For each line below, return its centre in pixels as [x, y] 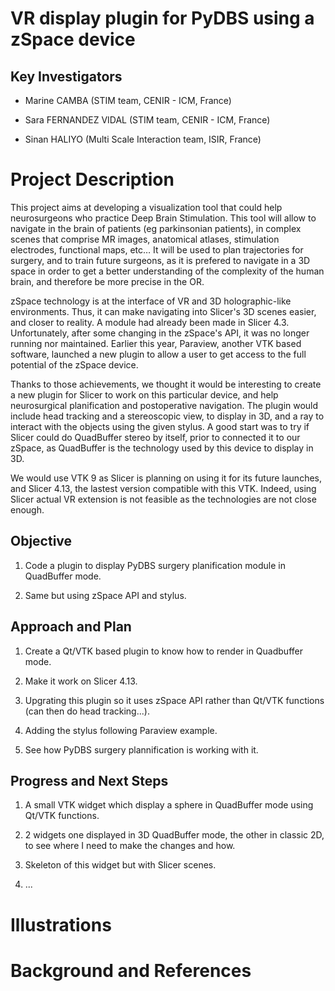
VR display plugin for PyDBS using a [162, 18]
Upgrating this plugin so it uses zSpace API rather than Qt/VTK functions [174, 700]
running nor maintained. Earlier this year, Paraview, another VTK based [156, 343]
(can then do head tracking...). [87, 711]
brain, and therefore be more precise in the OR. [107, 281]
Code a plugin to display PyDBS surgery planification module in [155, 565]
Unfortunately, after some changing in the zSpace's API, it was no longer [160, 333]
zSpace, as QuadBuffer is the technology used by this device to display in [162, 448]
